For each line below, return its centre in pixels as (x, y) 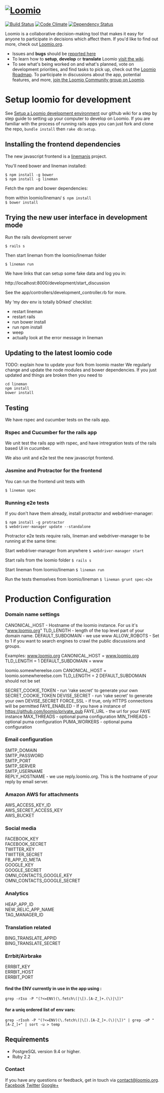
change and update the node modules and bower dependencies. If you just (81, 370)
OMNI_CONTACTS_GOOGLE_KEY (39, 876)
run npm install (27, 327)
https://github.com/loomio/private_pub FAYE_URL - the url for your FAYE (78, 711)
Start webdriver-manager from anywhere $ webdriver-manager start (74, 551)
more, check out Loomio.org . (34, 44)
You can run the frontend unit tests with (45, 481)
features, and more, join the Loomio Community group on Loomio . (79, 80)
